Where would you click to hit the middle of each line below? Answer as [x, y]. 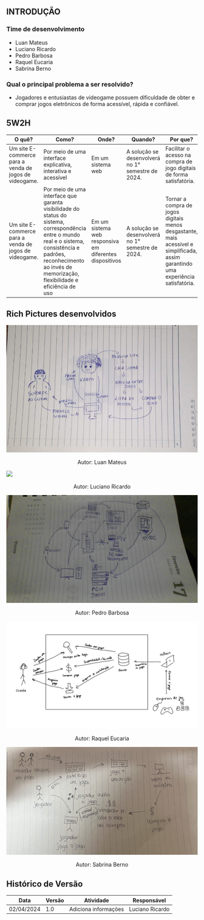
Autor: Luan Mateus [102, 462]
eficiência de [59, 286]
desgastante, [182, 231]
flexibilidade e [61, 280]
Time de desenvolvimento [46, 29]
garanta [53, 202]
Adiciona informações [97, 909]
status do [55, 215]
